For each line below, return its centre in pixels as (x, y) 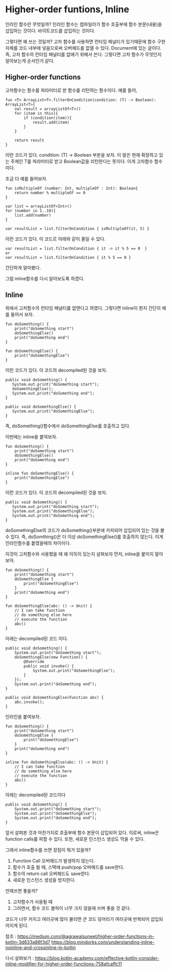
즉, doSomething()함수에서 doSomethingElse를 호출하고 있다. (68, 426)
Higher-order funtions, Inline (67, 9)
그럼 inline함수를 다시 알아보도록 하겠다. (45, 278)
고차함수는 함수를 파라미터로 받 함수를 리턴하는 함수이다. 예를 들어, (71, 90)
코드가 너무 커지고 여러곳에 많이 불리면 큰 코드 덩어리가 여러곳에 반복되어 (77, 919)
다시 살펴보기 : (20, 958)
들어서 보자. (22, 314)
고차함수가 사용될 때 (32, 902)
